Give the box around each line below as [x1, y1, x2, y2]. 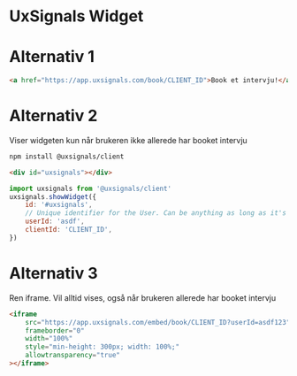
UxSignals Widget [9, 6, 144, 27]
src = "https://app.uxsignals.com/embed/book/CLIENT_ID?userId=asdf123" [25, 318, 291, 326]
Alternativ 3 [9, 264, 99, 283]
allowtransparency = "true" [25, 351, 121, 360]
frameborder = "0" [25, 326, 86, 335]
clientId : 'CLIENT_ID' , [25, 226, 113, 234]
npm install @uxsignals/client [9, 152, 125, 161]
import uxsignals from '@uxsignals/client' [9, 184, 172, 193]
